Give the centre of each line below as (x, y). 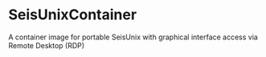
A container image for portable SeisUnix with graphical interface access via (133, 37)
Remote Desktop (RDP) (47, 45)
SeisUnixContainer (73, 15)
